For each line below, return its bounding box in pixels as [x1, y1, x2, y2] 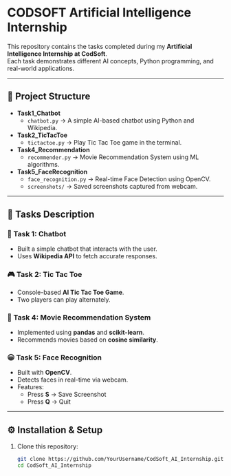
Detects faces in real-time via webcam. [16, 375, 129, 384]
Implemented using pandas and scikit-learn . [16, 329, 145, 337]
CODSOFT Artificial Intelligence [7, 5, 192, 21]
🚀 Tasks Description [7, 209, 95, 220]
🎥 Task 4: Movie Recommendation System [7, 312, 151, 322]
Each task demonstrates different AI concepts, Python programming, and [7, 56, 214, 65]
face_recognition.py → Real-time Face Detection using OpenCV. [27, 174, 211, 183]
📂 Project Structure [7, 91, 91, 103]
